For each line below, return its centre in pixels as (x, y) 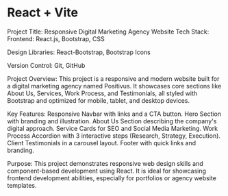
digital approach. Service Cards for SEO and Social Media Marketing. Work (113, 128)
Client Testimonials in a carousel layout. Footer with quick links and (102, 143)
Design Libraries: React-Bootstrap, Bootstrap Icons (79, 52)
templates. (22, 185)
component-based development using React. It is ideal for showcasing (107, 171)
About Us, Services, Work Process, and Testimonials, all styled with (102, 93)
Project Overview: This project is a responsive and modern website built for (113, 78)
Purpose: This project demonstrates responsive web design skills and (105, 163)
